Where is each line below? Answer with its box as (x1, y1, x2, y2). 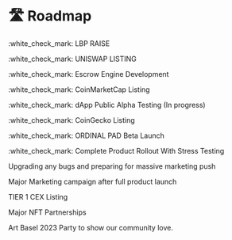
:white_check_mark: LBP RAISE (8, 38, 110, 48)
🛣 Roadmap (8, 7, 92, 25)
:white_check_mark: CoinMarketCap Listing (8, 85, 150, 94)
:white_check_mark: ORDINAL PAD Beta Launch (8, 131, 165, 140)
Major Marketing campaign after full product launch (8, 177, 177, 186)
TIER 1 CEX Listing (8, 192, 68, 201)
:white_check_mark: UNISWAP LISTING (8, 54, 137, 63)
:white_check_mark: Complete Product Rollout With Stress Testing (8, 146, 225, 155)
